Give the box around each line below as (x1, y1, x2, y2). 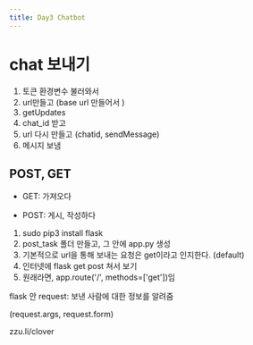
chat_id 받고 (21, 117, 67, 128)
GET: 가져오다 (21, 191, 72, 202)
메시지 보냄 (21, 139, 62, 150)
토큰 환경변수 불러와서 (21, 86, 100, 97)
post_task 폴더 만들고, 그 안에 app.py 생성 (21, 239, 172, 249)
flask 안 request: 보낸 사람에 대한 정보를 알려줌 (9, 291, 174, 302)
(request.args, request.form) (9, 309, 114, 320)
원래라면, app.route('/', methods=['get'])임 (21, 272, 176, 282)
